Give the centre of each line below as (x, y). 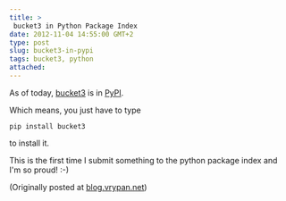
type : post (29, 42)
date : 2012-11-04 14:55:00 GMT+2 (71, 34)
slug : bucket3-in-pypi (51, 51)
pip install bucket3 (48, 126)
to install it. (29, 143)
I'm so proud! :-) (39, 170)
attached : (28, 68)
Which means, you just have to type (75, 110)
